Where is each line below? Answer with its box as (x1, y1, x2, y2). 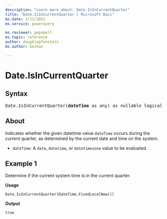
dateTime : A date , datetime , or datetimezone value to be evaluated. (12, 145, 148, 151)
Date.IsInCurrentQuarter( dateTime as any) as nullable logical (5, 103, 163, 109)
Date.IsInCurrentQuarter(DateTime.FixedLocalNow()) (5, 192, 114, 197)
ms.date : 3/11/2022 (5, 16, 46, 21)
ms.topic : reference (5, 35, 48, 40)
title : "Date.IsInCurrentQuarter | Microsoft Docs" (5, 12, 114, 17)
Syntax (5, 90, 28, 98)
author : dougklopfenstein (5, 39, 59, 45)
